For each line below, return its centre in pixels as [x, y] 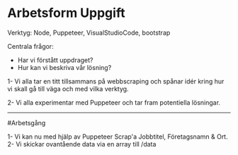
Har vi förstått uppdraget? [55, 60]
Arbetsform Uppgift [66, 13]
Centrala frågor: [31, 46]
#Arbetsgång [27, 122]
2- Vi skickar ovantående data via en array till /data [82, 144]
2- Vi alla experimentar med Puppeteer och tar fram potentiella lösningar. [114, 102]
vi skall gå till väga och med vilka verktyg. [68, 88]
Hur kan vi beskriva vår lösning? [64, 67]
